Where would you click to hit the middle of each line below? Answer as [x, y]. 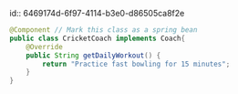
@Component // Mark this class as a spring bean [103, 30]
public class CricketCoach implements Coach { [97, 38]
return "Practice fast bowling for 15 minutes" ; [136, 64]
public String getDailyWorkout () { [93, 55]
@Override [45, 47]
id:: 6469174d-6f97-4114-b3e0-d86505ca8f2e [97, 13]
